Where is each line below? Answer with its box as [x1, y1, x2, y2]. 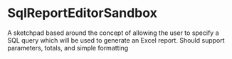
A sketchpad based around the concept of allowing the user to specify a [7, 28, 219, 37]
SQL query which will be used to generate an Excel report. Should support [7, 36, 226, 44]
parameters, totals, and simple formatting [7, 43, 129, 52]
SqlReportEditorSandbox [7, 5, 158, 21]
